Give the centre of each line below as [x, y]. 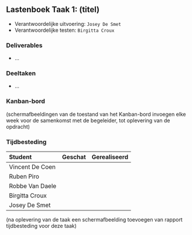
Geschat [74, 157]
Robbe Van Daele [33, 186]
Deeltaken [21, 73]
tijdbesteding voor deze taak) [42, 226]
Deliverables [24, 45]
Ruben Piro [24, 177]
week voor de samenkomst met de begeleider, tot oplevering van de [88, 120]
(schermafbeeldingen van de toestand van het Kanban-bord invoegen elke [96, 114]
